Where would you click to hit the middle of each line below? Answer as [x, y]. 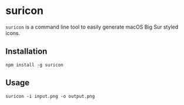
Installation [26, 52]
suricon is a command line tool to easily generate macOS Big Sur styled [92, 27]
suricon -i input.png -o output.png [50, 96]
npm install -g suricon [35, 65]
